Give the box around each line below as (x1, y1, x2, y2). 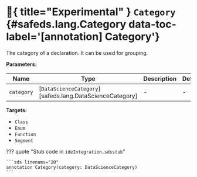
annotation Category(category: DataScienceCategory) (6, 164, 138, 170)
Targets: (6, 106, 28, 113)
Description (143, 74, 177, 82)
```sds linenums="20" (6, 159, 59, 165)
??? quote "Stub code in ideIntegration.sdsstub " (6, 148, 125, 155)
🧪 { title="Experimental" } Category (6, 5, 176, 19)
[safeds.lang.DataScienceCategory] (39, 92, 138, 100)
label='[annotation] (6, 30, 103, 43)
